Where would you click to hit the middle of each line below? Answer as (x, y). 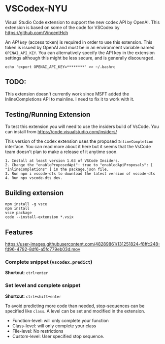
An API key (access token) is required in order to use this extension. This (79, 42)
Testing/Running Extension (48, 114)
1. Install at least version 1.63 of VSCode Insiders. (63, 160)
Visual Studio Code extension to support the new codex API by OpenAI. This (82, 22)
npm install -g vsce (26, 204)
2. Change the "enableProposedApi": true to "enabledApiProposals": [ (79, 165)
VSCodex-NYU (36, 9)
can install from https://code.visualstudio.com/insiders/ (61, 131)
